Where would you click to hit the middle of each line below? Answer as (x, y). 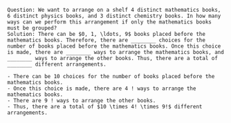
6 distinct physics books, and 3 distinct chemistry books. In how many (114, 16)
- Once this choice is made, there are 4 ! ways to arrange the (102, 88)
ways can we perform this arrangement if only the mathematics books (110, 22)
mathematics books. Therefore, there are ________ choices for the (107, 40)
